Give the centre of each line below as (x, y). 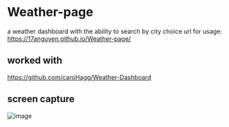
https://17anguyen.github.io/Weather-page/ (69, 38)
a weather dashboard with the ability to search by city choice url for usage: (115, 31)
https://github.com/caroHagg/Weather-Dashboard (79, 77)
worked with (35, 61)
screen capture (41, 99)
